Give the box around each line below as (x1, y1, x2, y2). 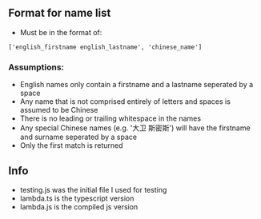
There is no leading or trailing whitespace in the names (19, 113, 202, 123)
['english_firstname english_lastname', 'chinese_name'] (8, 43, 203, 51)
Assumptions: (8, 62, 65, 73)
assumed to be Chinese (19, 106, 98, 115)
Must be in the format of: (19, 27, 102, 37)
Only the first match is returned (19, 141, 123, 150)
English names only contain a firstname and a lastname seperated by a (19, 80, 254, 90)
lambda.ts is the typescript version (19, 193, 135, 203)
